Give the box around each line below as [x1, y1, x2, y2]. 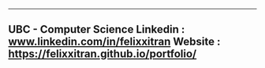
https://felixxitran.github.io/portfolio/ [8, 48, 197, 61]
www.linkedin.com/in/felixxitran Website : [8, 35, 221, 48]
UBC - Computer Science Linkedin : [8, 23, 185, 36]
